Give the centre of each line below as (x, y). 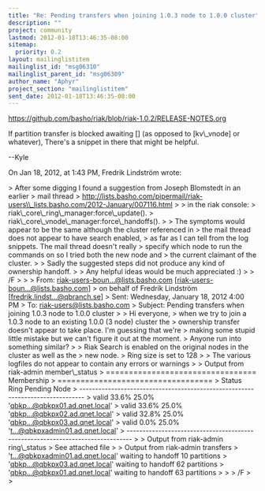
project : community (40, 30)
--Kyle (19, 158)
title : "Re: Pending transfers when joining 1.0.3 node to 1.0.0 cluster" (134, 15)
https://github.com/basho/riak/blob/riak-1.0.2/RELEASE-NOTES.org (118, 118)
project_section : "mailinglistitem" (68, 89)
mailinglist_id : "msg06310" (54, 67)
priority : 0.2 (38, 52)
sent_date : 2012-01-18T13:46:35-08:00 (72, 96)
